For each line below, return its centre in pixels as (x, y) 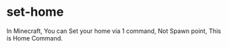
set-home (35, 12)
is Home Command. (35, 38)
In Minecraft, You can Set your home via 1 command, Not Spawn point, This (114, 31)
